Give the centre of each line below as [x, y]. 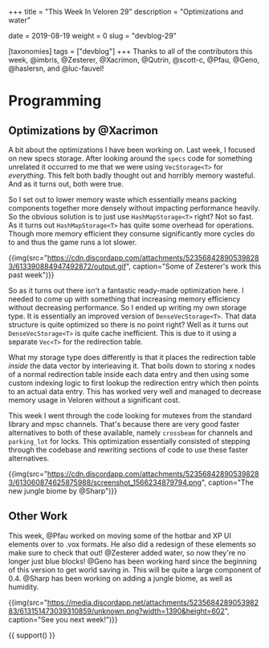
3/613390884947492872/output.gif [67, 266]
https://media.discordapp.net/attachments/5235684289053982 [153, 602]
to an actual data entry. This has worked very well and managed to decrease [135, 392]
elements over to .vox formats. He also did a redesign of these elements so [132, 544]
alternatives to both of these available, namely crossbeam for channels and [130, 433]
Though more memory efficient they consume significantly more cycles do [132, 234]
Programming [55, 101]
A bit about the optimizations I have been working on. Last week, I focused [132, 150]
